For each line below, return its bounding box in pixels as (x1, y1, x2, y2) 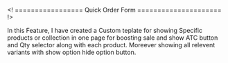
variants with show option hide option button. (7, 48, 137, 56)
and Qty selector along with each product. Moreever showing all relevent (7, 41, 216, 49)
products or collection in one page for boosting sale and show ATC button (7, 34, 218, 42)
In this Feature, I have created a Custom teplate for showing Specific (7, 27, 203, 34)
